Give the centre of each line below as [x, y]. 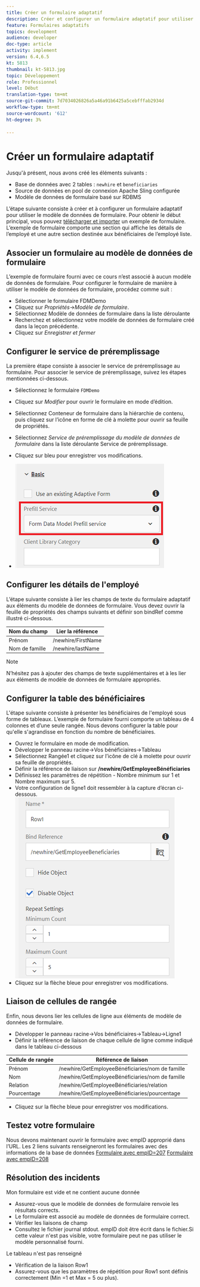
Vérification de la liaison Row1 [51, 1265]
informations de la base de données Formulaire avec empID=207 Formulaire [100, 1153]
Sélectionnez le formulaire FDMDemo [57, 390]
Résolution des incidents [53, 1178]
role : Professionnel [32, 82]
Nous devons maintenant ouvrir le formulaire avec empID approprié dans [96, 1140]
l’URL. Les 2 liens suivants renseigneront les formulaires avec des [87, 1146]
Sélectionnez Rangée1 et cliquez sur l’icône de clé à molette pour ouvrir [103, 756]
